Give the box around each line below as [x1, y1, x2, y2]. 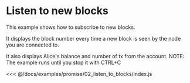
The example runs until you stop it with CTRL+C [6, 59, 121, 66]
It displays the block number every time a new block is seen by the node [6, 35, 181, 42]
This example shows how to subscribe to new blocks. [6, 24, 135, 31]
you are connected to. [6, 41, 60, 48]
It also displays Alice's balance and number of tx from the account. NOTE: [6, 52, 185, 59]
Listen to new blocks [6, 4, 108, 18]
